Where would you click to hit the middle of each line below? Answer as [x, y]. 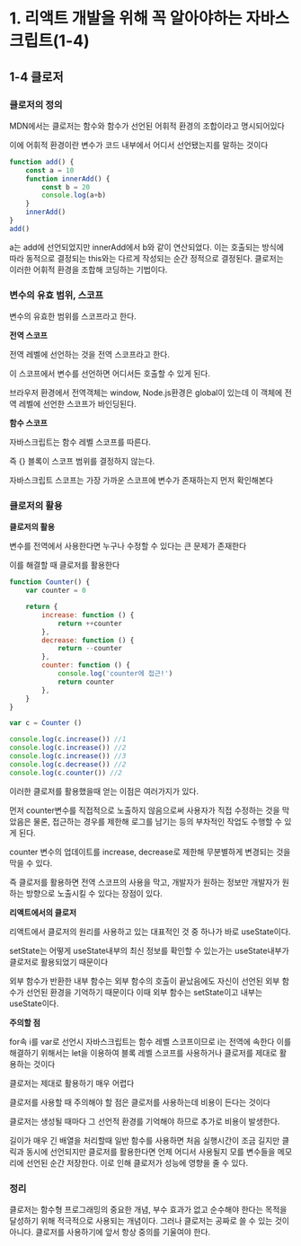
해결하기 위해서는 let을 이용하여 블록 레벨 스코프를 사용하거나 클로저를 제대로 [143, 1053]
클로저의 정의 [36, 104]
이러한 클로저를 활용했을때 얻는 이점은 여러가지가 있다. [104, 791]
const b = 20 [66, 187]
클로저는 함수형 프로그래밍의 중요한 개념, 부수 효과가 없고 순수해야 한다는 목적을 [148, 1210]
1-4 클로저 [37, 77]
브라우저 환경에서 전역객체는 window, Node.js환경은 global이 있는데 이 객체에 [146, 393]
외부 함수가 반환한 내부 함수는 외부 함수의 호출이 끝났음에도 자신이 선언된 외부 [145, 981]
